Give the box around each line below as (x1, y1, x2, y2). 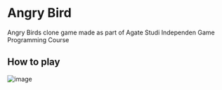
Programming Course (7, 35, 70, 44)
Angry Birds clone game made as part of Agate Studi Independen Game (7, 28, 216, 37)
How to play (7, 56, 60, 68)
